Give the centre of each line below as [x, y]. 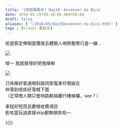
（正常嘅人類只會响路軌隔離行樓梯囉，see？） [53, 96]
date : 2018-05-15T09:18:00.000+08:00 [45, 14]
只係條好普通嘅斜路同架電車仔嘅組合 [43, 83]
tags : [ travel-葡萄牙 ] [29, 28]
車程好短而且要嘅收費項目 [32, 106]
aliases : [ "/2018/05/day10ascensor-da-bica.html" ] [62, 24]
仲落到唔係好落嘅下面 [27, 89]
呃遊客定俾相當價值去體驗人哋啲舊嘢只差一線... [53, 43]
